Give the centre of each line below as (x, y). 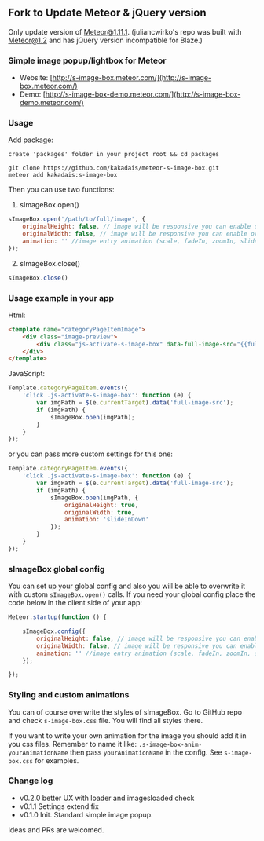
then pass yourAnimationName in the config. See (146, 752)
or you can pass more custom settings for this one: (90, 454)
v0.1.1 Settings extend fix (59, 806)
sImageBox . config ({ (54, 631)
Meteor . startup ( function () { (58, 617)
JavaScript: (27, 374)
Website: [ (36, 78)
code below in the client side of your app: (75, 603)
